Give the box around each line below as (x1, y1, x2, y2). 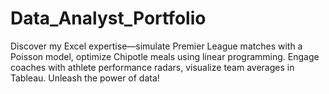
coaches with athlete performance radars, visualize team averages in (10, 61, 295, 73)
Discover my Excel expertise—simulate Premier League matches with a (10, 40, 303, 52)
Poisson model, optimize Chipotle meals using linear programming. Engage (10, 50, 320, 62)
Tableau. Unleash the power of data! (10, 72, 160, 84)
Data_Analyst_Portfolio (10, 7, 207, 30)
